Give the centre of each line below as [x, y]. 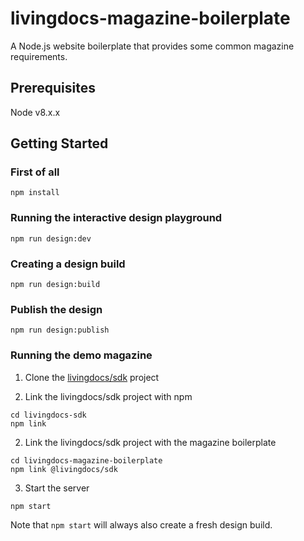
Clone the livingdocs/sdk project [92, 377]
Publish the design [56, 309]
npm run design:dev [51, 238]
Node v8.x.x [35, 112]
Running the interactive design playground [116, 218]
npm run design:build [55, 285]
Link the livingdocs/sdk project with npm [108, 396]
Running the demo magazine [81, 355]
